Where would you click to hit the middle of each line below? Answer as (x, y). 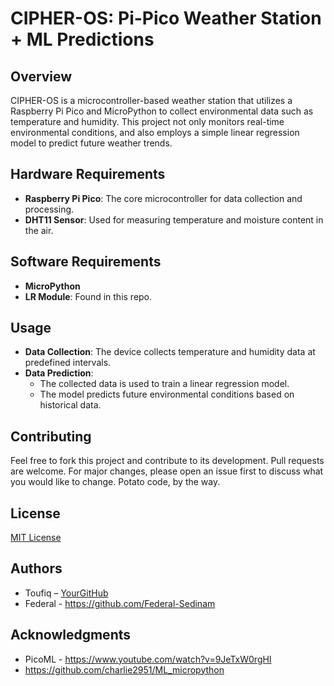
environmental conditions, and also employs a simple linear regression (155, 132)
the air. (39, 230)
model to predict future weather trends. (91, 143)
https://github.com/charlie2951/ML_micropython (124, 669)
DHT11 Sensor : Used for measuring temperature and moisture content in (174, 219)
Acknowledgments (71, 635)
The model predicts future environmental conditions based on (167, 394)
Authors (36, 568)
